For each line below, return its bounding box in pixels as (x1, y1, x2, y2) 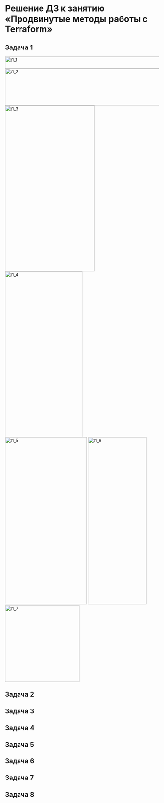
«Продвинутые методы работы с (5, 13, 148, 24)
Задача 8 (5, 790, 35, 799)
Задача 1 (5, 43, 33, 51)
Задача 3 (5, 707, 35, 715)
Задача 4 (5, 724, 35, 732)
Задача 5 (5, 740, 34, 749)
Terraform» (5, 24, 53, 35)
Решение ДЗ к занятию (5, 3, 105, 14)
